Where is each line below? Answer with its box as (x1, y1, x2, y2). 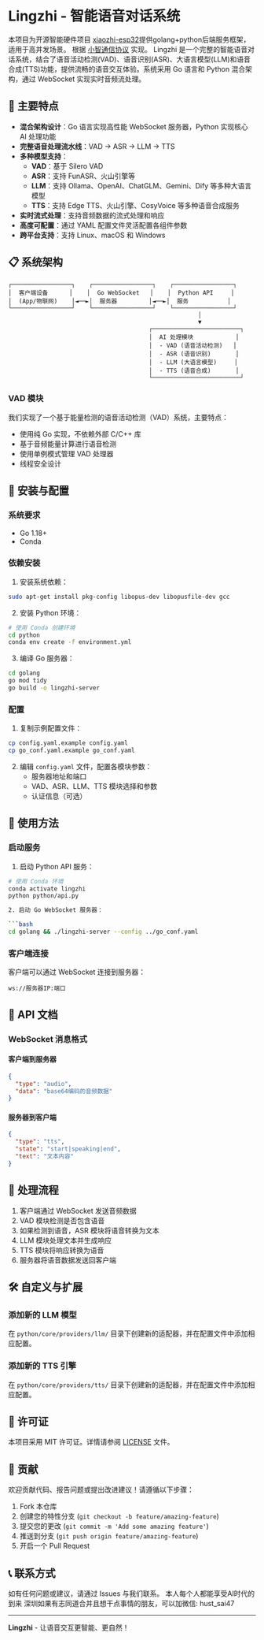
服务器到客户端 (8, 1112, 57, 1121)
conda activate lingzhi (8, 884, 86, 893)
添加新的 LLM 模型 (8, 1309, 77, 1320)
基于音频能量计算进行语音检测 (19, 439, 116, 448)
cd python (8, 631, 41, 639)
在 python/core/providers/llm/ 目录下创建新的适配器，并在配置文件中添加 (8, 1329, 249, 1338)
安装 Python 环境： (19, 608, 82, 617)
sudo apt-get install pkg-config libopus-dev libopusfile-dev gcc (8, 593, 230, 601)
